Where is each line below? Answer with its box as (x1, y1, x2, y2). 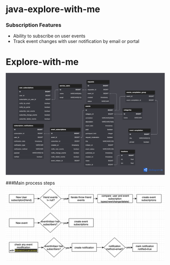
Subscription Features (6, 22, 62, 29)
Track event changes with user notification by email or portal (13, 38, 140, 44)
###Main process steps (6, 180, 55, 186)
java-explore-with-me (6, 4, 100, 15)
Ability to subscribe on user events (13, 33, 86, 39)
